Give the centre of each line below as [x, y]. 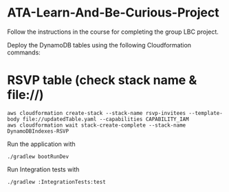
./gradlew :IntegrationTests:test [57, 182]
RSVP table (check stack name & [102, 80]
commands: [24, 52]
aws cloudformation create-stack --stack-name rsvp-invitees [97, 113]
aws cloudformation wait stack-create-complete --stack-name [97, 125]
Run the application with [41, 144]
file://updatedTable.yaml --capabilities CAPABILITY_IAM [106, 119]
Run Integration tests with [43, 169]
